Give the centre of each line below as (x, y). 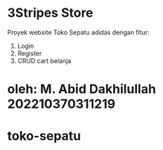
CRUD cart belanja (44, 60)
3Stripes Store (50, 13)
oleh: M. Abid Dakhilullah (82, 89)
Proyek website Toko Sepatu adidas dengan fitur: (78, 32)
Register (30, 53)
